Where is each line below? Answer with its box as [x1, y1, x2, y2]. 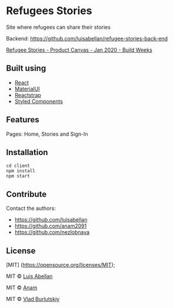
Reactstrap [14, 91, 41, 98]
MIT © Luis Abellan [6, 273, 53, 280]
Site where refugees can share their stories [6, 24, 111, 31]
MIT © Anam [6, 284, 38, 291]
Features [6, 115, 39, 125]
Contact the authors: [6, 205, 56, 212]
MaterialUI [14, 85, 40, 92]
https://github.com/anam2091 [14, 222, 87, 230]
